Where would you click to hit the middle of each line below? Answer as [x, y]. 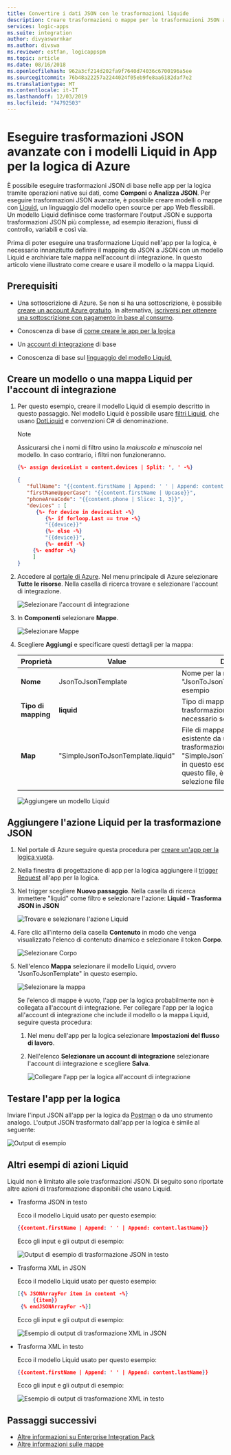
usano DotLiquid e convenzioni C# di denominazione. [92, 421]
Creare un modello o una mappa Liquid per [100, 379]
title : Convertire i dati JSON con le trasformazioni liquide [98, 13]
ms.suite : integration [40, 33]
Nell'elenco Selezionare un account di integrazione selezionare [118, 1056]
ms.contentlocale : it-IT [43, 90]
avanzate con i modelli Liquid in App [112, 152]
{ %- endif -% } [65, 544]
